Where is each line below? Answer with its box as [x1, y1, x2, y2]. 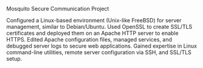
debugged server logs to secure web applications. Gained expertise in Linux [6, 42, 198, 49]
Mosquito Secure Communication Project [6, 5, 109, 12]
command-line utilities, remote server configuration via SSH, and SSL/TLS [6, 49, 191, 56]
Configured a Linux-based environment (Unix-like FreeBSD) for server [6, 17, 182, 23]
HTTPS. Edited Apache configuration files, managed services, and [6, 36, 172, 43]
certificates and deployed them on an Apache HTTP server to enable [6, 29, 179, 37]
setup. [6, 55, 22, 62]
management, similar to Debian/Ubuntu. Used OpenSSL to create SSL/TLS [6, 23, 193, 30]
